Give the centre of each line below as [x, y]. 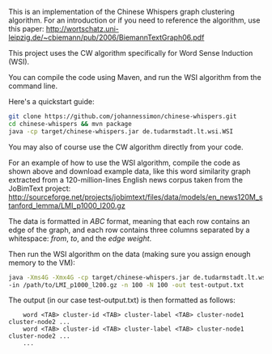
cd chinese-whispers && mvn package [70, 124]
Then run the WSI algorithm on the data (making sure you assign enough [130, 254]
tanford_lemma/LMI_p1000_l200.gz [67, 205]
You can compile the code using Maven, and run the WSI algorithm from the [135, 77]
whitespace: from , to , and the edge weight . [80, 238]
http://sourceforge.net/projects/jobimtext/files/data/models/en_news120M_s [136, 196]
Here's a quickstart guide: [51, 101]
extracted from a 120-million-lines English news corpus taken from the [125, 179]
